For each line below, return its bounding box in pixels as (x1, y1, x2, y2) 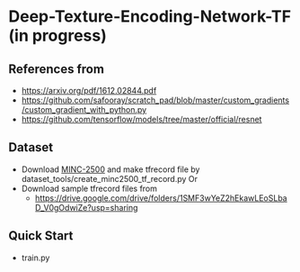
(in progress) (8, 25, 107, 46)
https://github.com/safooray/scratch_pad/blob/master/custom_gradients (21, 95, 289, 105)
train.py (21, 252, 50, 263)
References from (8, 61, 105, 77)
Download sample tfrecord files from (21, 183, 158, 194)
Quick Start (8, 228, 74, 244)
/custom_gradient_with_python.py (21, 104, 147, 114)
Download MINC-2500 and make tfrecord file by (21, 164, 200, 175)
